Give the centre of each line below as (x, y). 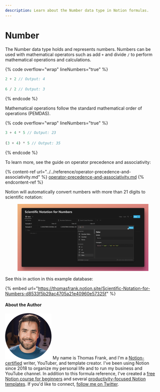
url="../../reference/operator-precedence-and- (84, 172)
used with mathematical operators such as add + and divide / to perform (79, 54)
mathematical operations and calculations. (48, 60)
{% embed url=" (22, 288)
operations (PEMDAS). (28, 114)
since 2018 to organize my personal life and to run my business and (74, 368)
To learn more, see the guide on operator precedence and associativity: (78, 162)
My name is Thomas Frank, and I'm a (90, 357)
